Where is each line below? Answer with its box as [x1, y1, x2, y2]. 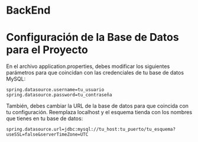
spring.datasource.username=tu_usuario [6, 87, 105, 93]
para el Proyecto [6, 43, 89, 57]
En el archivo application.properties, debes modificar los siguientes [6, 63, 170, 70]
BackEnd [6, 4, 51, 17]
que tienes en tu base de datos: [6, 115, 83, 122]
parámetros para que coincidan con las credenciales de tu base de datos [6, 69, 184, 76]
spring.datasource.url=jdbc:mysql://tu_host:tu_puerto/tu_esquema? [6, 127, 176, 133]
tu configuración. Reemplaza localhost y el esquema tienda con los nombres [6, 109, 193, 116]
